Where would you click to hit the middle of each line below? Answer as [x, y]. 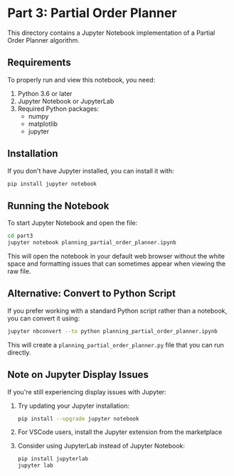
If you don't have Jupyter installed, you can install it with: [91, 171]
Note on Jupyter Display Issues [78, 375]
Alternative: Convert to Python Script [92, 294]
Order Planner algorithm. [43, 40]
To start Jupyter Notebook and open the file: [73, 223]
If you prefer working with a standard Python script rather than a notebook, [117, 310]
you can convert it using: [44, 318]
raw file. [19, 271]
